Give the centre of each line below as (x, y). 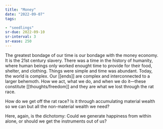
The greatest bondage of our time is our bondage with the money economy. (82, 55)
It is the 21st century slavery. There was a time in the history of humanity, (79, 60)
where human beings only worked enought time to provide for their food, (79, 65)
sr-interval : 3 (21, 37)
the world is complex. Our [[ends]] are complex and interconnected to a (78, 76)
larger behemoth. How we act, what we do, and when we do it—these (76, 81)
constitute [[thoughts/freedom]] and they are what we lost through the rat (80, 86)
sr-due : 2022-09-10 (25, 32)
